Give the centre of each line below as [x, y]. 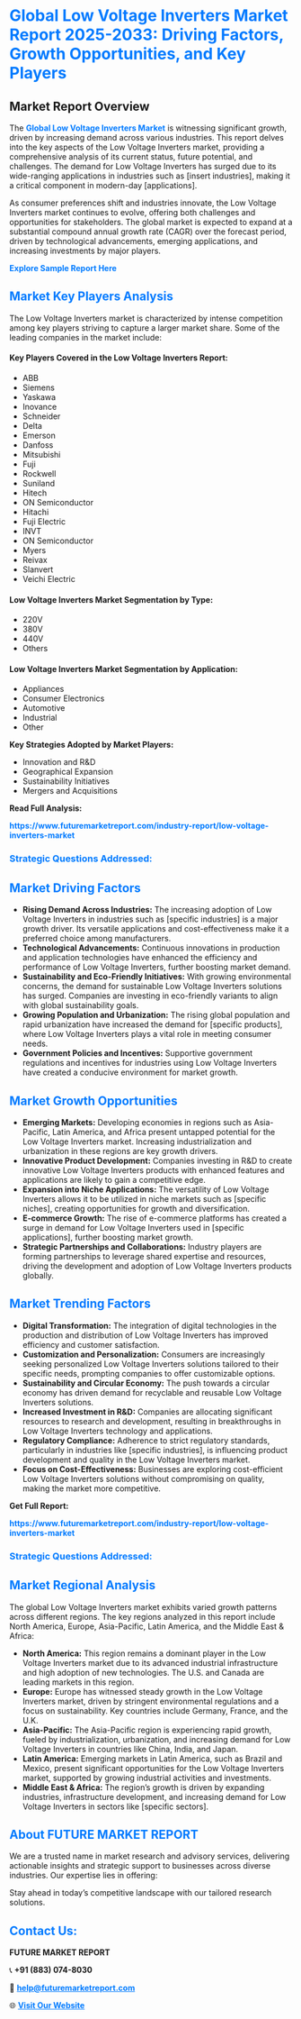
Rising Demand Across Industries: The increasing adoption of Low [147, 910]
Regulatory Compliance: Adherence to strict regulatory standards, [146, 1440]
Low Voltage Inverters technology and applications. [117, 1431]
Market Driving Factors [75, 888]
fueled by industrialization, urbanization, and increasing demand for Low [156, 1739]
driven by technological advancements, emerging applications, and [134, 241]
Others [35, 649]
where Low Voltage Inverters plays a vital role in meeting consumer [147, 1034]
